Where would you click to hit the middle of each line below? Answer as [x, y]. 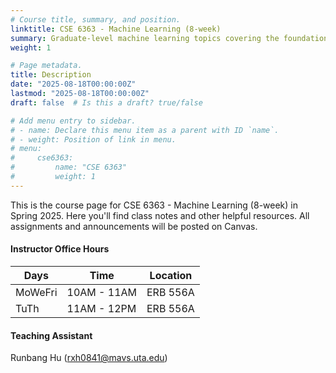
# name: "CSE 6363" [69, 167]
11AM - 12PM [101, 308]
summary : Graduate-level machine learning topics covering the [145, 38]
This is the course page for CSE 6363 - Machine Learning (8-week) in [154, 205]
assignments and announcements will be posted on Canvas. [134, 226]
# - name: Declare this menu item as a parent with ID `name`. [145, 130]
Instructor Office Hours [60, 249]
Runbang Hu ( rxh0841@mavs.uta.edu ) [89, 358]
